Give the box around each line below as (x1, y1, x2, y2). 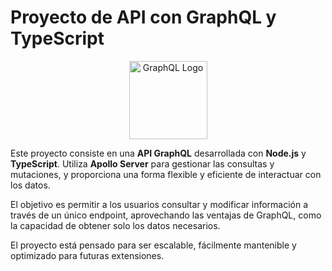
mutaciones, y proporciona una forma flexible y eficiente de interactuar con (10, 168, 322, 180)
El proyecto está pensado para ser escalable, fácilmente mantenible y (10, 239, 297, 251)
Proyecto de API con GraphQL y (10, 6, 277, 29)
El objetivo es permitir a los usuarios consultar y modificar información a (10, 198, 309, 210)
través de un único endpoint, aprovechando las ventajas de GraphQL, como (10, 209, 322, 221)
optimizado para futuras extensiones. (10, 249, 165, 261)
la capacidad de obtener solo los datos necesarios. (10, 219, 221, 231)
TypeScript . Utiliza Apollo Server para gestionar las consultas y (10, 157, 275, 170)
